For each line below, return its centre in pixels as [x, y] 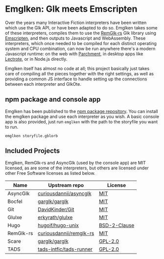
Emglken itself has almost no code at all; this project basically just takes [77, 68]
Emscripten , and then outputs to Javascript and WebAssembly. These [75, 38]
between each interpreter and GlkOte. [43, 84]
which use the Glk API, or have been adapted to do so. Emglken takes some [81, 27]
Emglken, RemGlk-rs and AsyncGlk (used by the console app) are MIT [75, 163]
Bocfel [15, 201]
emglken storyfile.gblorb [31, 136]
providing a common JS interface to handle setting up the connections [76, 79]
